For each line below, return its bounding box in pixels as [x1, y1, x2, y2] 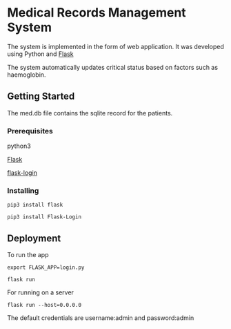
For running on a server [7, 288, 74, 297]
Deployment [7, 232, 61, 244]
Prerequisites [7, 126, 53, 135]
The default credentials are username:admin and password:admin [7, 314, 194, 322]
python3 [7, 142, 31, 150]
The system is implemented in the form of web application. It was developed [7, 42, 224, 50]
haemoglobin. [7, 70, 46, 79]
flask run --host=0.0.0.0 [7, 302, 81, 309]
